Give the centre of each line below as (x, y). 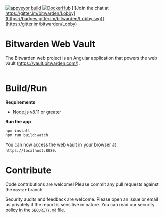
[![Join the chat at (91, 8)
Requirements (20, 102)
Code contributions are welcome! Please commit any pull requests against (82, 184)
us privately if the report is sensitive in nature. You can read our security (80, 204)
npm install (18, 131)
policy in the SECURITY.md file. (35, 210)
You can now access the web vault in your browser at (61, 144)
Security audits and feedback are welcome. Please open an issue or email (82, 199)
